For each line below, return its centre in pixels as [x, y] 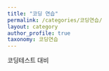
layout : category [33, 26]
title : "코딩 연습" [33, 14]
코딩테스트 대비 [28, 61]
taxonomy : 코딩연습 [33, 40]
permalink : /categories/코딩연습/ [55, 20]
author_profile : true [39, 33]
